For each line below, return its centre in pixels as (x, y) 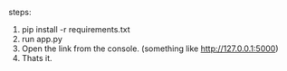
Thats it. (37, 58)
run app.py (42, 39)
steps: (20, 12)
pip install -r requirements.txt (76, 29)
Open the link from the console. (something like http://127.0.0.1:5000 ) (150, 49)
